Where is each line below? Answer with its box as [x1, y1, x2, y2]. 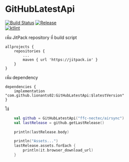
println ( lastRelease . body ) [14, 130, 69, 134]
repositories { [14, 48, 45, 54]
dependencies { [5, 84, 36, 89]
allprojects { [5, 44, 34, 49]
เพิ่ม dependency [5, 74, 38, 80]
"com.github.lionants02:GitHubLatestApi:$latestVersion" [5, 93, 125, 98]
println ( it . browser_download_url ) [23, 148, 94, 153]
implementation [14, 89, 45, 94]
